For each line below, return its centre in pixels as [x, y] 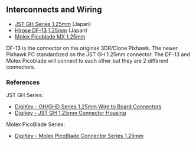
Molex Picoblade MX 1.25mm [50, 36]
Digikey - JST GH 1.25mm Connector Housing [70, 113]
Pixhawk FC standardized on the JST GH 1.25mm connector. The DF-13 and [98, 54]
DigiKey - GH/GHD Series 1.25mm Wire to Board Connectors [88, 107]
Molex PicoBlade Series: [36, 124]
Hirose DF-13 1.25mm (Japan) [51, 30]
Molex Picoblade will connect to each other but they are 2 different [87, 60]
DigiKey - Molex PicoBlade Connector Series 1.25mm [79, 136]
